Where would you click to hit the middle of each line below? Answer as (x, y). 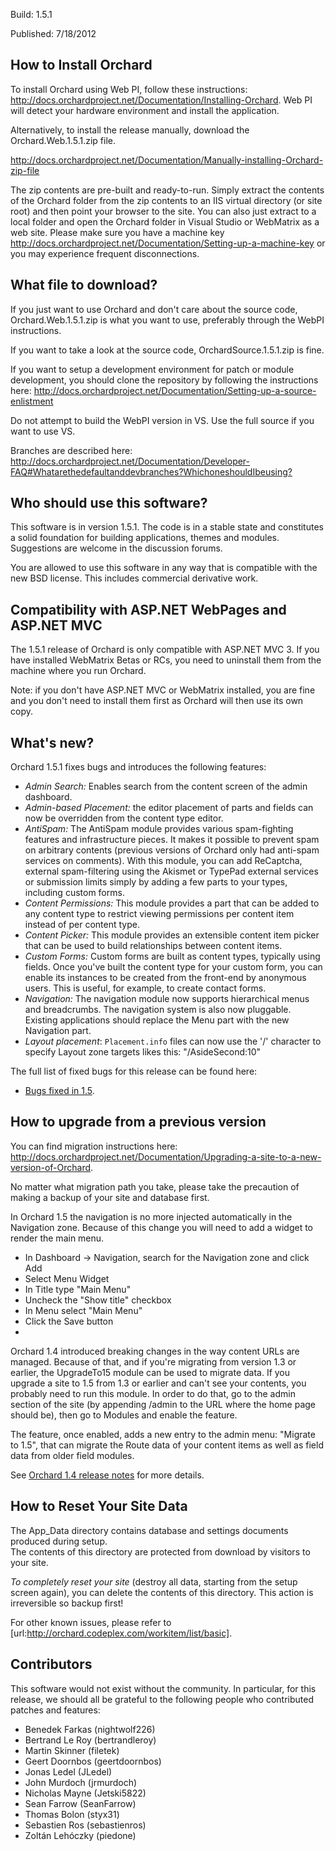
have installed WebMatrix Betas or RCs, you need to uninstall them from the (166, 660)
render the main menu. (57, 1238)
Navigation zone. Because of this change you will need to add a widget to (161, 1227)
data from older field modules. (72, 1455)
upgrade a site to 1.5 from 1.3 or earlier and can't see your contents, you (158, 1383)
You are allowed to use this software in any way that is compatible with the (164, 568)
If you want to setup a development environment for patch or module (152, 369)
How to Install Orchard (81, 65)
